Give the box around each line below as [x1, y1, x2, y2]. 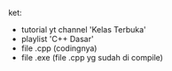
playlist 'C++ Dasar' [20, 34, 94, 44]
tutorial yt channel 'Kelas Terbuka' [20, 25, 147, 34]
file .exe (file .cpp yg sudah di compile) [20, 53, 163, 62]
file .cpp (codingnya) [20, 43, 98, 53]
